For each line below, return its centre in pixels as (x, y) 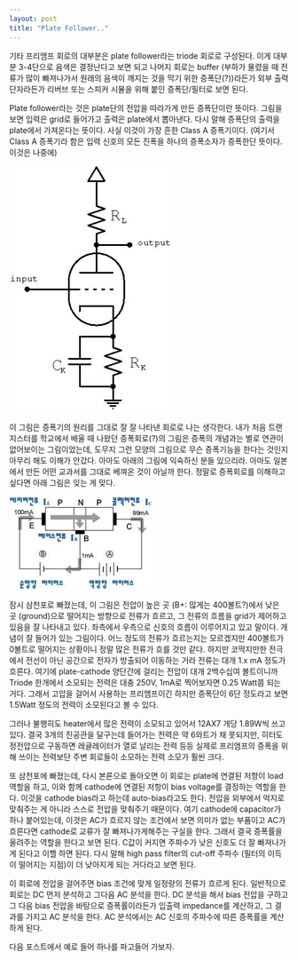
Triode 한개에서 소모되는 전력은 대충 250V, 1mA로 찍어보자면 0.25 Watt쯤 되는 (145, 682)
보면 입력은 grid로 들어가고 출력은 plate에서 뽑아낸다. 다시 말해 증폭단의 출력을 (145, 119)
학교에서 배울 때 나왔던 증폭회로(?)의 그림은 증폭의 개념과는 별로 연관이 (161, 438)
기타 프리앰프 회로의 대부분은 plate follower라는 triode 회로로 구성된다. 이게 (141, 56)
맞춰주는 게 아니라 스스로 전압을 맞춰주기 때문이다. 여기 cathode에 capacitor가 (145, 809)
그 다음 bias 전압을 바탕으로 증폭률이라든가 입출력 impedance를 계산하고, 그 (141, 905)
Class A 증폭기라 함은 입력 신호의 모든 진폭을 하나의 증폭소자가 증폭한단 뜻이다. (146, 141)
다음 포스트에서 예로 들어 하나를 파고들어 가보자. (92, 947)
